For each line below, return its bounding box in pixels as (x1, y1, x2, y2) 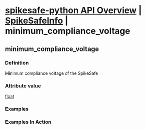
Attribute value (5, 82, 41, 89)
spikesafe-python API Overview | (5, 5, 142, 16)
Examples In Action (5, 119, 52, 126)
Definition (5, 59, 29, 66)
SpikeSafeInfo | (5, 15, 68, 26)
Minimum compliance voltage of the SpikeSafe (5, 70, 98, 76)
